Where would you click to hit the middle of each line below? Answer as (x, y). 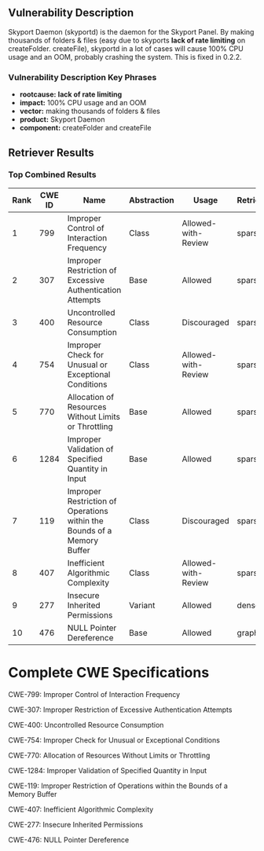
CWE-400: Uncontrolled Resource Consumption (86, 724)
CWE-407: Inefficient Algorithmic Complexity (81, 809)
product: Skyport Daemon (62, 119)
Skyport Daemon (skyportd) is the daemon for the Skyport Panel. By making (131, 31)
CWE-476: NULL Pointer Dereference (69, 839)
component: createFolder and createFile (85, 128)
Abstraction (152, 200)
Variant (142, 605)
